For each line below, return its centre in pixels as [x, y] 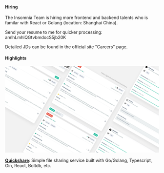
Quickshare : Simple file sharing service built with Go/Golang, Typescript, [79, 160]
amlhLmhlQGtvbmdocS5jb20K [36, 38]
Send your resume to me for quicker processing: [54, 32]
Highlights [16, 58]
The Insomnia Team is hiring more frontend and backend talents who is [76, 18]
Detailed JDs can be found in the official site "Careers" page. [66, 47]
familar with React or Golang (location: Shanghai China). [61, 23]
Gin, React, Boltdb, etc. [28, 165]
